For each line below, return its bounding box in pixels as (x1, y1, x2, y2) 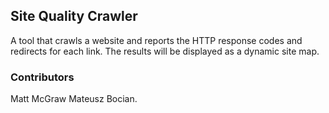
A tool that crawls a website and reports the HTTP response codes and (10, 34, 303, 46)
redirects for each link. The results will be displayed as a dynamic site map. (10, 45, 320, 57)
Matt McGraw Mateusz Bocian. (10, 93, 138, 105)
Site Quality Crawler (10, 8, 138, 25)
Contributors (10, 70, 75, 84)
